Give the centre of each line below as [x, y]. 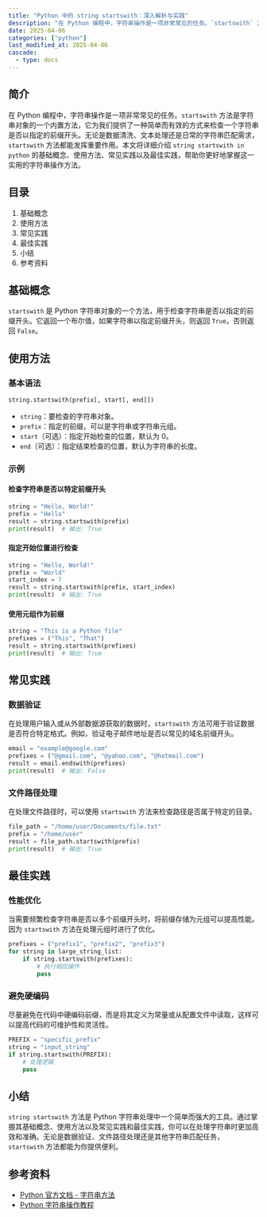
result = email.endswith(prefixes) [67, 764]
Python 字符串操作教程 [57, 1205]
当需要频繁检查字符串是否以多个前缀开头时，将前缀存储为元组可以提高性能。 [133, 919]
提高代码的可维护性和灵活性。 [64, 1025]
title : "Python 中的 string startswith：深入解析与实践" [99, 16]
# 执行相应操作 [58, 967]
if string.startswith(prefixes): [78, 959]
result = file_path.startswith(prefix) [74, 842]
